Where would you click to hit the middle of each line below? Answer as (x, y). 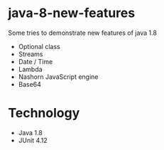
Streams (31, 54)
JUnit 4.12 (33, 140)
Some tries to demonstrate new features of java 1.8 (82, 33)
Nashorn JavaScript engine (58, 77)
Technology (44, 113)
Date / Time (35, 61)
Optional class (39, 46)
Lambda (30, 69)
